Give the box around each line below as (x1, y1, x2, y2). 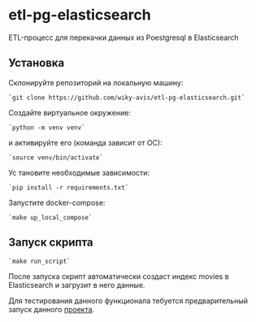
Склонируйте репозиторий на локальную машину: (8, 77, 184, 87)
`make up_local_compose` (8, 213, 93, 221)
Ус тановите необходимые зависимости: (8, 168, 150, 177)
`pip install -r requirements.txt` (8, 183, 129, 192)
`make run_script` (8, 257, 71, 265)
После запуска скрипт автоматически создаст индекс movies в (8, 271, 229, 281)
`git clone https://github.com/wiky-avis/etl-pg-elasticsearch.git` (8, 94, 245, 102)
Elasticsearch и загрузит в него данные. (8, 280, 145, 289)
